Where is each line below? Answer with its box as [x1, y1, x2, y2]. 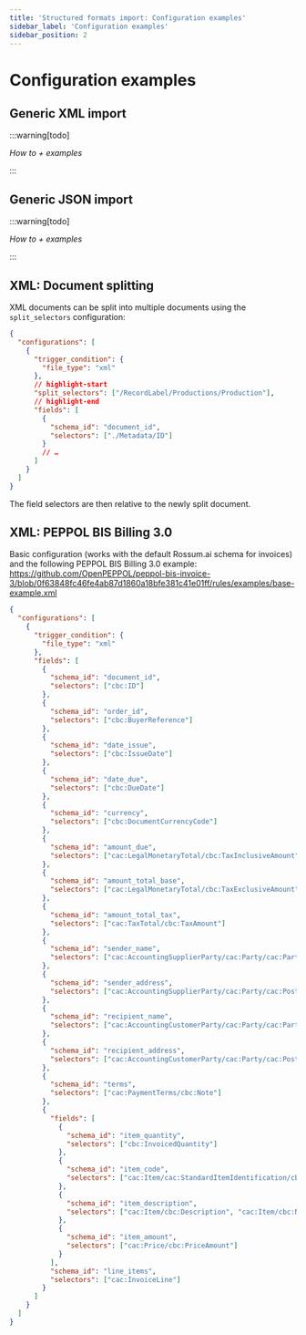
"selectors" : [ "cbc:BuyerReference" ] [49, 715, 194, 725]
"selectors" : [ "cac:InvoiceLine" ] [49, 1275, 181, 1284]
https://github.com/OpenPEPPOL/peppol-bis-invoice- [9, 568, 211, 579]
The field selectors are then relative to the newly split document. [9, 498, 251, 509]
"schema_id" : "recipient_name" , [49, 1012, 173, 1021]
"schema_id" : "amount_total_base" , [49, 876, 185, 885]
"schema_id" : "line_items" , [49, 1267, 157, 1276]
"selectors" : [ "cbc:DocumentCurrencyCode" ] [49, 817, 219, 826]
